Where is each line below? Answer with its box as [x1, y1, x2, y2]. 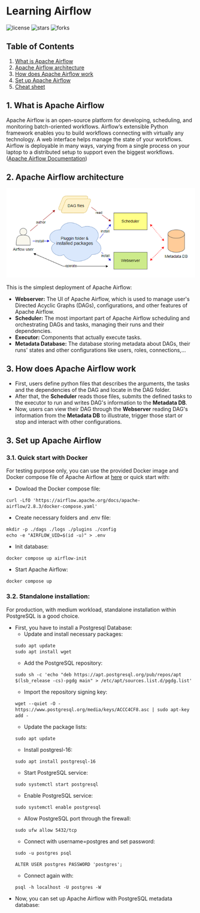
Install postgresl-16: [23, 746, 73, 753]
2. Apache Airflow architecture [6, 172, 124, 182]
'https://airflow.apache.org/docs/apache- [32, 498, 141, 504]
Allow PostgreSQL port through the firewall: [23, 814, 131, 822]
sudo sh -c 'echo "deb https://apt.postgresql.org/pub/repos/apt [14, 671, 181, 677]
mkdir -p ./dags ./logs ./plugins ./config [6, 527, 117, 533]
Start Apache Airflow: [14, 566, 68, 573]
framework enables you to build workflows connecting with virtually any [6, 129, 184, 136]
